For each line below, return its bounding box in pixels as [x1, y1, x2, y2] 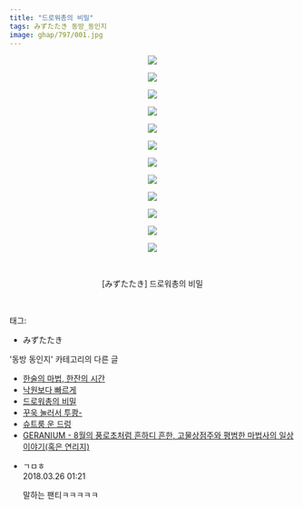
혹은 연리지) [47, 442, 90, 453]
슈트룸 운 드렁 [22, 419, 72, 430]
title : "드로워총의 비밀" [9, 13, 94, 23]
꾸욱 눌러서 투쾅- [22, 407, 83, 418]
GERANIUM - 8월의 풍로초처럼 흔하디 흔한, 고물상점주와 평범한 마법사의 [22, 430, 278, 441]
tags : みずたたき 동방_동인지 [9, 22, 107, 31]
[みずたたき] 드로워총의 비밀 [101, 278, 204, 289]
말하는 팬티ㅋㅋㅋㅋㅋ [22, 490, 99, 501]
